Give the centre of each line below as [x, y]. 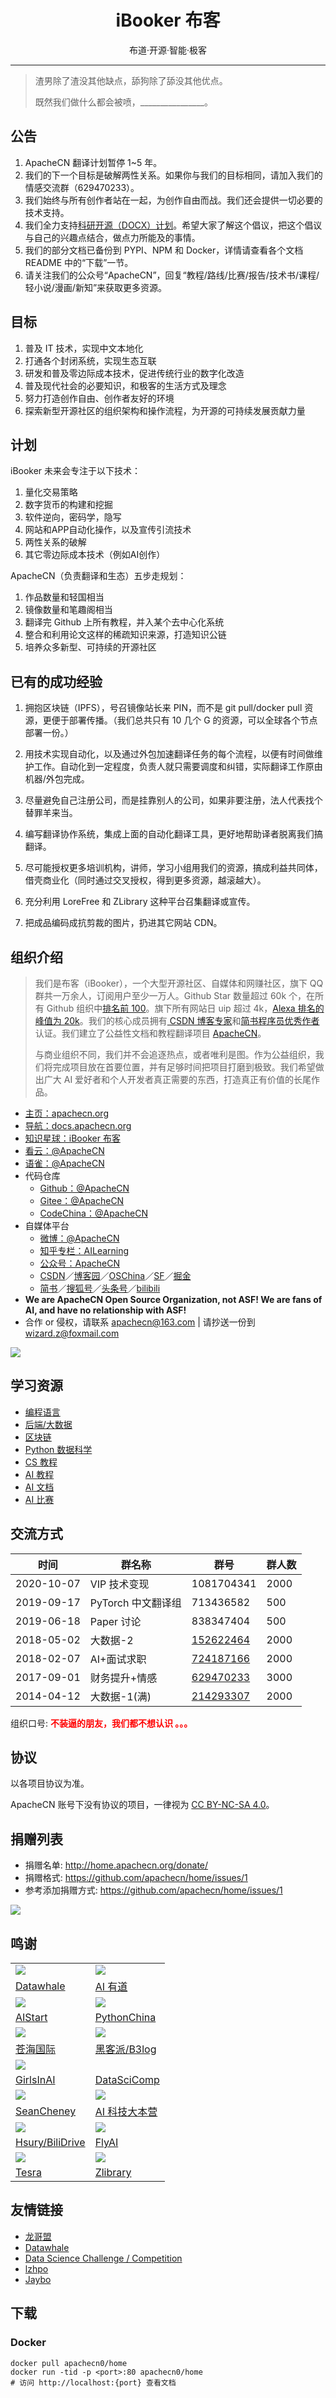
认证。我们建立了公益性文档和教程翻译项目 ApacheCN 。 [150, 1033]
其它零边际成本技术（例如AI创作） [95, 555]
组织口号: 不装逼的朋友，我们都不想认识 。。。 [101, 1723]
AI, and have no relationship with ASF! [105, 1310]
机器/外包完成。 [57, 779]
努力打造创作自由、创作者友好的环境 [99, 398]
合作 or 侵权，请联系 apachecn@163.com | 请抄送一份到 [140, 1322]
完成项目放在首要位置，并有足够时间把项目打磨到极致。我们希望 [184, 1067]
